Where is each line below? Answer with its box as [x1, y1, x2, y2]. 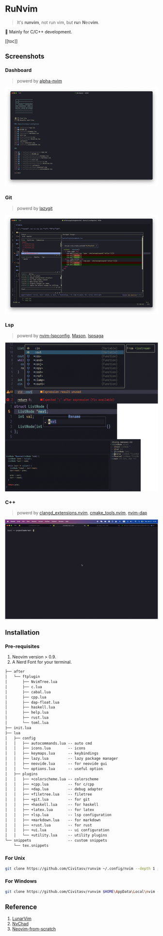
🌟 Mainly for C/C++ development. [5, 29, 72, 34]
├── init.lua [5, 725, 32, 730]
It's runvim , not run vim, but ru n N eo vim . [16, 19, 99, 25]
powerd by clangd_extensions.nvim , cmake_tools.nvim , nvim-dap [16, 510, 147, 516]
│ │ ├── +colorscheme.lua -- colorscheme [5, 776, 98, 782]
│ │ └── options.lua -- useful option [5, 766, 103, 771]
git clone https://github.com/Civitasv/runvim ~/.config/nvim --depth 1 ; [5, 866, 160, 871]
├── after [5, 669, 25, 674]
